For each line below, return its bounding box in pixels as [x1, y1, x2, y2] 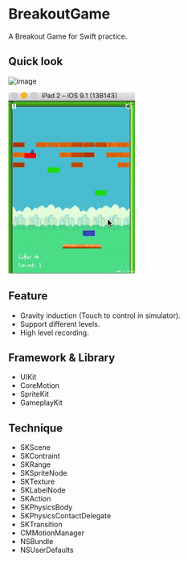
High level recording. [19, 328, 90, 337]
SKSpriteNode [19, 468, 67, 478]
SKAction [19, 494, 51, 504]
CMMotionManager [19, 528, 85, 538]
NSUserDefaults [19, 545, 74, 555]
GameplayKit [19, 398, 63, 407]
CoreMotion [19, 381, 60, 390]
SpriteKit [19, 390, 50, 399]
